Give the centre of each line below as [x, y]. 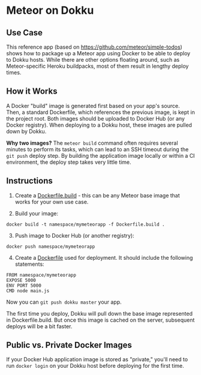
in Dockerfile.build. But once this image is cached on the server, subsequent [100, 320]
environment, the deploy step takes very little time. [69, 162]
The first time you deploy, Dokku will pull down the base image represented [100, 313]
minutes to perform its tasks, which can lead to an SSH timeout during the [97, 149]
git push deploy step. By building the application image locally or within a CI [100, 155]
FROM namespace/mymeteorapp [41, 275]
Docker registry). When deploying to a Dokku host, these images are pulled [99, 125]
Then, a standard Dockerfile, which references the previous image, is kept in [100, 112]
